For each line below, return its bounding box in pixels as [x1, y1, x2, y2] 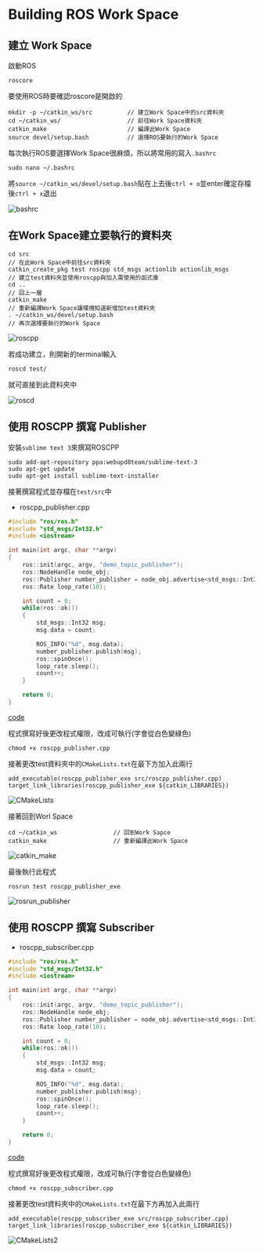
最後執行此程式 [8, 867, 56, 876]
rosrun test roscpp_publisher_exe [8, 882, 121, 890]
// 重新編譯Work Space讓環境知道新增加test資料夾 [8, 304, 156, 312]
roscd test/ [8, 365, 47, 373]
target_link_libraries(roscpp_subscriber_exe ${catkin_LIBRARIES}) [8, 1221, 233, 1229]
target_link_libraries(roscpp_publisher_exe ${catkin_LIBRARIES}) [8, 781, 229, 790]
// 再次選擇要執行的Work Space [8, 319, 101, 327]
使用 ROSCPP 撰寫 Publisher [8, 420, 147, 433]
